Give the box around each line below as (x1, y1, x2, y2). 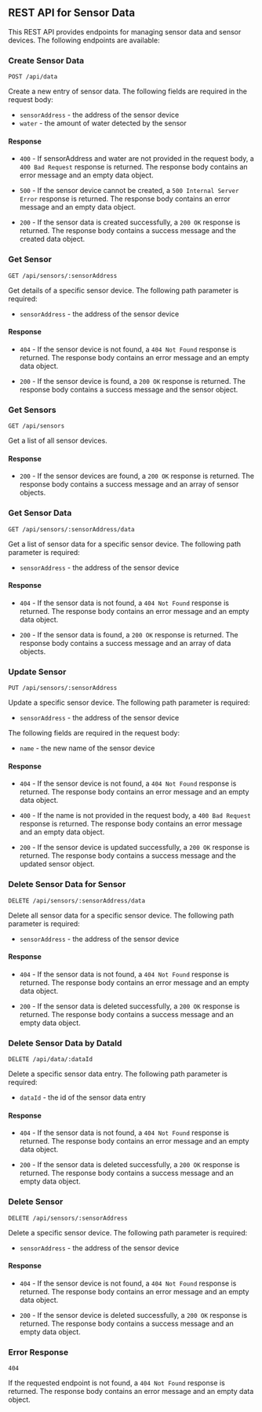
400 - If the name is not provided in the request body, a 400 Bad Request (19, 811, 251, 820)
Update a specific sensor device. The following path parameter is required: (8, 698, 250, 707)
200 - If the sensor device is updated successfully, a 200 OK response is (19, 843, 250, 852)
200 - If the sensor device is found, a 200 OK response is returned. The (19, 376, 246, 385)
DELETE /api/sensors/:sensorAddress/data (8, 896, 146, 905)
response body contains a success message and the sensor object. (19, 385, 238, 394)
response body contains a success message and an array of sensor (19, 480, 239, 489)
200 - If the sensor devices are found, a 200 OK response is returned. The (19, 471, 255, 481)
